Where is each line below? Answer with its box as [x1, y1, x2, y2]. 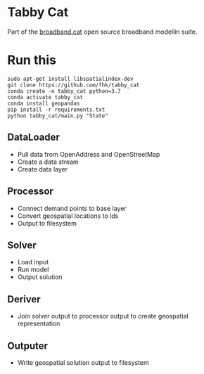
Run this [7, 52, 56, 68]
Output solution [17, 273, 63, 281]
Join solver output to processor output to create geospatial [17, 312, 189, 321]
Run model [17, 265, 49, 274]
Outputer [7, 340, 48, 352]
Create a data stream [17, 157, 79, 166]
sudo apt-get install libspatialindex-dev [7, 75, 134, 82]
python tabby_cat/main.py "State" [7, 112, 109, 120]
